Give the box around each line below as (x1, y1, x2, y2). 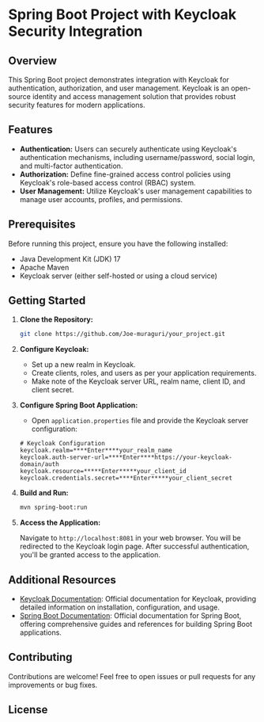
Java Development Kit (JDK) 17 (19, 254, 121, 263)
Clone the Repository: (19, 315, 93, 324)
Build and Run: (19, 488, 69, 498)
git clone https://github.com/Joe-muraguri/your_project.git (19, 330, 226, 338)
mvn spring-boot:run (19, 503, 88, 512)
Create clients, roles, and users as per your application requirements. (31, 369, 257, 378)
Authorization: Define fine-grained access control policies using (19, 169, 231, 179)
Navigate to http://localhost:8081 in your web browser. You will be (19, 533, 241, 543)
